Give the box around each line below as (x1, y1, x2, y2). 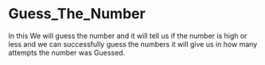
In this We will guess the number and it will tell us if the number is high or (8, 31, 247, 40)
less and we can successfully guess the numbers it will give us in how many (8, 39, 258, 48)
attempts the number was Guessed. (8, 48, 126, 57)
